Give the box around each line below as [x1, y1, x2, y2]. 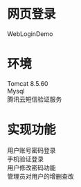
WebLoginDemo [7, 29, 53, 38]
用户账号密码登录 [7, 146, 56, 154]
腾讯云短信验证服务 [7, 95, 62, 103]
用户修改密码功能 [7, 163, 56, 172]
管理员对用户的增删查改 [7, 172, 74, 180]
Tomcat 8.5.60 [7, 79, 48, 87]
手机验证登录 [7, 154, 44, 163]
